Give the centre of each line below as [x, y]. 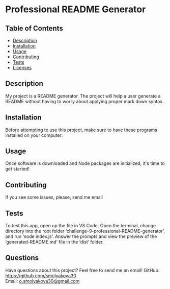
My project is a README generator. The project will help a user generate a [83, 96]
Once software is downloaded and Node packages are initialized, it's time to [85, 163]
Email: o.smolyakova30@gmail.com [42, 281]
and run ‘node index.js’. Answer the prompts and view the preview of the [81, 236]
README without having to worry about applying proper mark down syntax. [84, 101]
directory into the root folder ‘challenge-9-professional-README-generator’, [85, 231]
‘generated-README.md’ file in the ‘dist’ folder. [54, 242]
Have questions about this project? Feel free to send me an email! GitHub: [82, 270]
